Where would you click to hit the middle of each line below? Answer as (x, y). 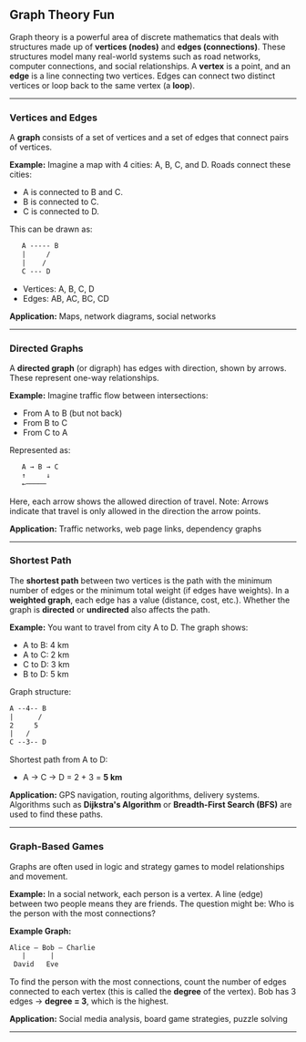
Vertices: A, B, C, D (58, 289)
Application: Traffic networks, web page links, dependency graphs (136, 529)
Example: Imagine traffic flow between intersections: (109, 395)
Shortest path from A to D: (59, 759)
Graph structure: (40, 691)
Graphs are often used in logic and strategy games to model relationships (147, 866)
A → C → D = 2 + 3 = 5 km (72, 778)
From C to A (45, 432)
